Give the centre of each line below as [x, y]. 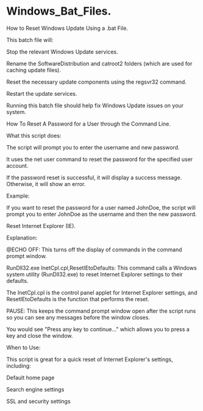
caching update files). [34, 70]
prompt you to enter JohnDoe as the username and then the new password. [101, 214]
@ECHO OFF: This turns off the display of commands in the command [94, 249]
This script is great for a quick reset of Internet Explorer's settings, [90, 359]
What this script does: [34, 135]
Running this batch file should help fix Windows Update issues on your [95, 105]
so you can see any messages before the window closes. [78, 317]
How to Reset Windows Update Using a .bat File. [67, 28]
